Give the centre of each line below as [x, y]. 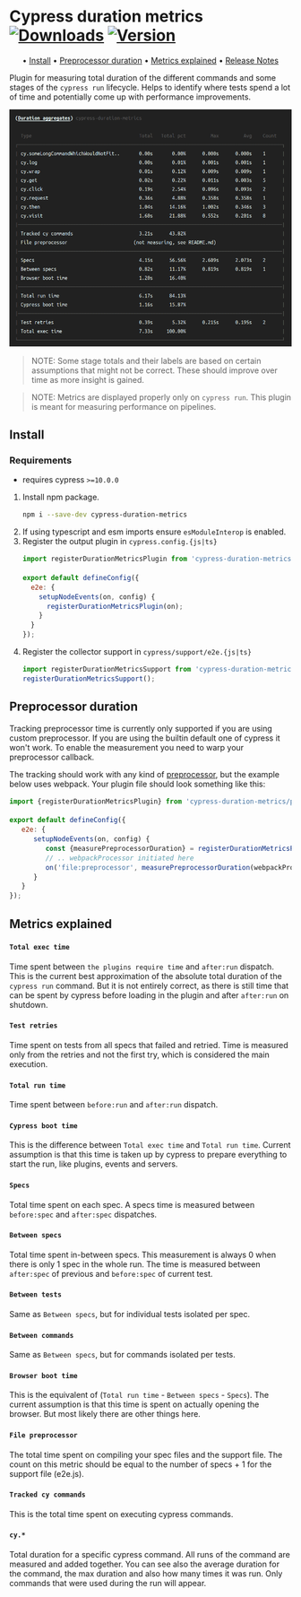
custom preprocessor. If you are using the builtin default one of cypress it [145, 738]
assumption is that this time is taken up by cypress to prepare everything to [148, 1155]
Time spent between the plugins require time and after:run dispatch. [142, 967]
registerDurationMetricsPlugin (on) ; [115, 606]
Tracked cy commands [48, 1495]
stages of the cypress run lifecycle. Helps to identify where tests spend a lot [150, 87]
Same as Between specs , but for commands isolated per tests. [122, 1355]
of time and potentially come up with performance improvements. [130, 97]
